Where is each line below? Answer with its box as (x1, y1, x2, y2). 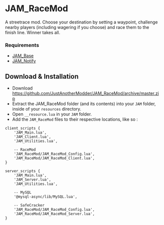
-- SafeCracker (14, 203, 45, 208)
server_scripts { (5, 169, 41, 174)
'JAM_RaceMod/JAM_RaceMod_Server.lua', (14, 211, 95, 217)
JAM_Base (12, 53, 34, 59)
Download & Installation (5, 72, 79, 81)
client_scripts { (5, 126, 41, 131)
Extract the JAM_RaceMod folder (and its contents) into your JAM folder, (12, 101, 156, 107)
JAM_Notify (12, 58, 36, 64)
